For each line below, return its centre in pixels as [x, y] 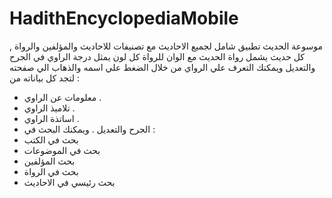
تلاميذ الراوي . [49, 108]
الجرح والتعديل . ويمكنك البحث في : [89, 129]
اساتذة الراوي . [51, 118]
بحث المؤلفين [49, 161]
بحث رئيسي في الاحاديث [69, 182]
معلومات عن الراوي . [62, 97]
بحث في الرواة [51, 171]
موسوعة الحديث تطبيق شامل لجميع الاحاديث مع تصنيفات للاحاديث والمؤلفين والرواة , [166, 46]
